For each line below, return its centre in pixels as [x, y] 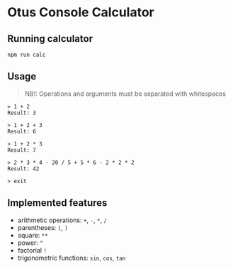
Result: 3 [22, 113]
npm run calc [27, 55]
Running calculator [50, 39]
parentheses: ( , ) [43, 227]
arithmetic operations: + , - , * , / [62, 220]
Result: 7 [22, 150]
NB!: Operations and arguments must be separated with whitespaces [125, 94]
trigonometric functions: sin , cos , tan [72, 258]
